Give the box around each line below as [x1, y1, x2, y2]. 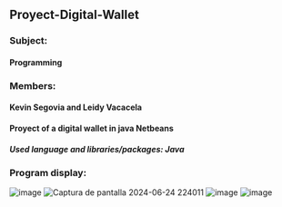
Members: [9, 79, 56, 92]
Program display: [9, 166, 87, 179]
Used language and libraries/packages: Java [9, 143, 185, 154]
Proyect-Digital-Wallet [9, 7, 139, 23]
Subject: [9, 34, 48, 47]
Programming [9, 56, 63, 67]
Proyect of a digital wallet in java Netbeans [9, 123, 175, 134]
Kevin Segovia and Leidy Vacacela [9, 102, 143, 113]
